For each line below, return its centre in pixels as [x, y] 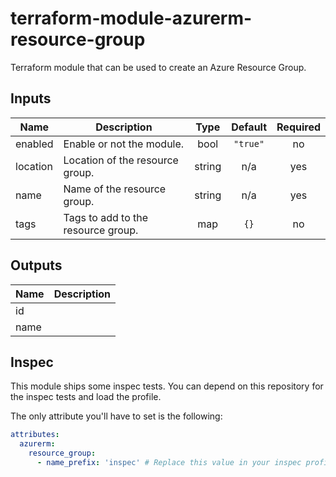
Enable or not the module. [124, 144]
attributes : [35, 435]
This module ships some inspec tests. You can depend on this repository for [167, 386]
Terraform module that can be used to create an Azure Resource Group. [158, 67]
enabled [34, 144]
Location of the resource [121, 160]
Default [249, 127]
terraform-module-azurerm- [131, 18]
